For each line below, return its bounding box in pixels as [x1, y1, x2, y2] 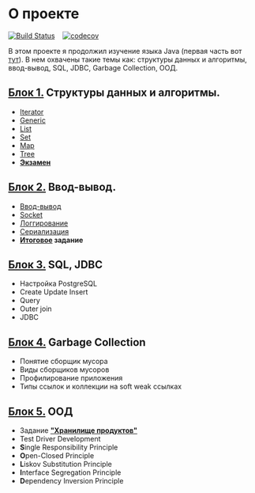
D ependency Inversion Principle [19, 476, 124, 485]
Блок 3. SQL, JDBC [8, 258, 103, 271]
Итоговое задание [19, 235, 84, 245]
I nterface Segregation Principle [19, 468, 122, 477]
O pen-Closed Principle [19, 451, 95, 460]
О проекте [8, 5, 80, 23]
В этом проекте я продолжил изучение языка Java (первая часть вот [8, 46, 242, 55]
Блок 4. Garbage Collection [8, 336, 146, 349]
